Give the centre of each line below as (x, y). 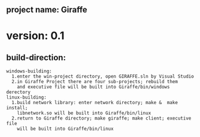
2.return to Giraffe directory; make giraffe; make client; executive (101, 118)
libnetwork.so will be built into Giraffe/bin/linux (84, 113)
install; (17, 108)
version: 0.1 (35, 36)
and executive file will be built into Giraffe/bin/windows (93, 87)
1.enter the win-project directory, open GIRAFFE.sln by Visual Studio (103, 77)
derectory (19, 92)
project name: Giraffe (47, 10)
